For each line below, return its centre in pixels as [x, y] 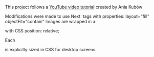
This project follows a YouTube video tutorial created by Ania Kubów [74, 7]
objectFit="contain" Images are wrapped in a [50, 21]
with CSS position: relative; [32, 31]
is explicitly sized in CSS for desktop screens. [51, 50]
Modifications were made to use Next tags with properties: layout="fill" [77, 16]
